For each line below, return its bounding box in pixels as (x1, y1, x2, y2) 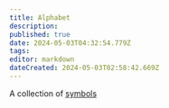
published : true (9, 30, 70, 39)
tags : (9, 47, 30, 56)
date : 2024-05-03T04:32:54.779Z (9, 38, 131, 48)
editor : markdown (9, 55, 75, 64)
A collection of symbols (9, 87, 98, 99)
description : (9, 22, 59, 31)
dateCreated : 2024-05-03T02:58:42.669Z (9, 64, 160, 73)
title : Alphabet (9, 13, 70, 22)
